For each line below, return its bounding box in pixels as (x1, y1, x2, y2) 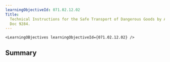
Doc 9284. (10, 21, 30, 26)
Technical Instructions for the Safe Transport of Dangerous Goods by (10, 16, 162, 21)
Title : (5, 12, 19, 17)
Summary (5, 48, 37, 57)
